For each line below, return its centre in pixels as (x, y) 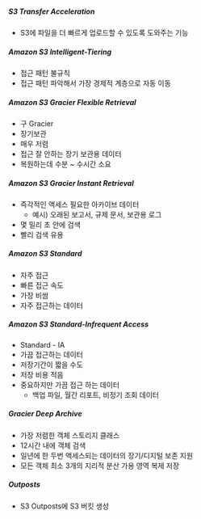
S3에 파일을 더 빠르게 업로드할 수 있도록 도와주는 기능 (104, 32)
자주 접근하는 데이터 (51, 305)
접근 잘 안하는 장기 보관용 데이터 (71, 154)
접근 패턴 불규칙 (45, 73)
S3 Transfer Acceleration (52, 11)
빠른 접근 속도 (42, 285)
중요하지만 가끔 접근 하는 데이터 (69, 385)
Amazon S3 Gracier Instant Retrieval (71, 183)
